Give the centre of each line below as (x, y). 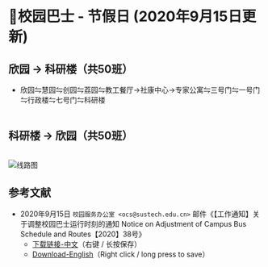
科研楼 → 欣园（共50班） (71, 136)
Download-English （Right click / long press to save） (121, 254)
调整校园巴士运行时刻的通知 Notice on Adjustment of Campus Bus (137, 223)
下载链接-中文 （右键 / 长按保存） (86, 244)
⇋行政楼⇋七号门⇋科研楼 (63, 100)
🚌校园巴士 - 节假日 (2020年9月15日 (125, 17)
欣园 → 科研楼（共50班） (71, 69)
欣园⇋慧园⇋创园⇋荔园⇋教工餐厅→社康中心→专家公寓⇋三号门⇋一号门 (140, 90)
